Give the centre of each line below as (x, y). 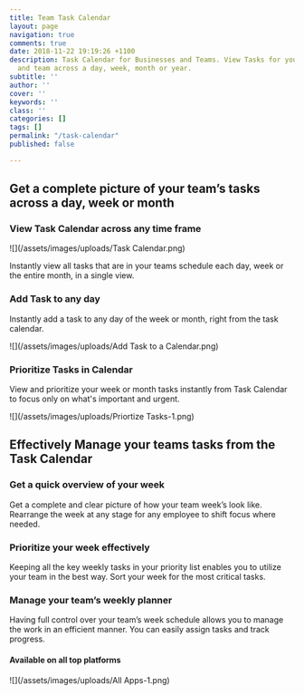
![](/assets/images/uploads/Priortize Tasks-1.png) (102, 417)
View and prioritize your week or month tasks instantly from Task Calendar (148, 390)
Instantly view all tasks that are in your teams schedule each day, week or (147, 266)
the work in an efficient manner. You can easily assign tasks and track (139, 630)
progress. (27, 639)
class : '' (28, 111)
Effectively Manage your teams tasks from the (142, 445)
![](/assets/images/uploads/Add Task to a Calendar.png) (114, 346)
